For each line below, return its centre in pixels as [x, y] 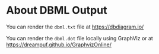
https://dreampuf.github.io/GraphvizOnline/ [59, 45]
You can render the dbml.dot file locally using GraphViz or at [79, 38]
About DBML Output [57, 10]
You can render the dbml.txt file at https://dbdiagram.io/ [75, 27]
